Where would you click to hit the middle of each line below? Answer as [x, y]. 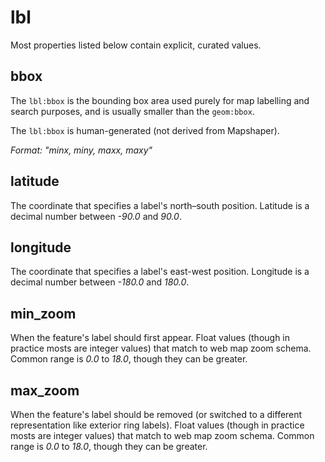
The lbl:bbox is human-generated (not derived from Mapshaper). [145, 130]
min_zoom [43, 313]
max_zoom [45, 390]
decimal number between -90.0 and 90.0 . [96, 216]
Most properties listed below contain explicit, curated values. [136, 45]
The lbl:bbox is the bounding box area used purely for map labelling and [160, 100]
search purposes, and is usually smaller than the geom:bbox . [132, 111]
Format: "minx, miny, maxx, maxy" [81, 150]
